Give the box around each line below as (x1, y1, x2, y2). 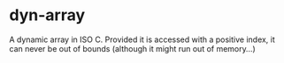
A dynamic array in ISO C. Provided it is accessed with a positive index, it (9, 34, 276, 45)
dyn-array (9, 5, 86, 25)
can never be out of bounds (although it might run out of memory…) (9, 43, 257, 53)
